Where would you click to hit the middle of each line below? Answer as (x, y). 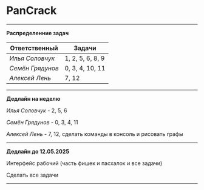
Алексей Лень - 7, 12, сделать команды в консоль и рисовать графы (95, 134)
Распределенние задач (38, 33)
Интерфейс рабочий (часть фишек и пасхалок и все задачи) (84, 163)
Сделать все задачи (32, 175)
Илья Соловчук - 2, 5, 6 (37, 110)
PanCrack (32, 11)
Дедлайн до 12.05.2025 (38, 151)
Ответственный (34, 48)
